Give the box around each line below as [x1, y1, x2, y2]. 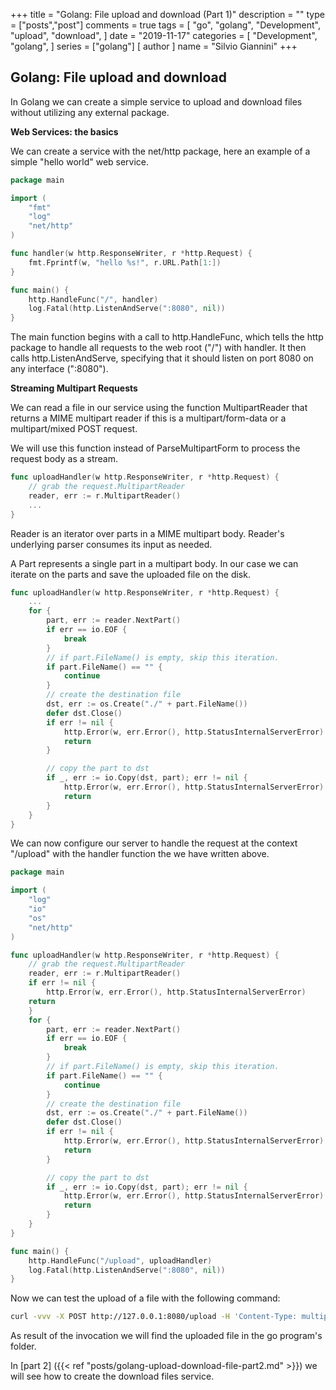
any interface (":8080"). [10, 363, 109, 375]
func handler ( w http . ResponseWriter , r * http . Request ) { [10, 249, 253, 259]
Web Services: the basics [10, 125, 119, 138]
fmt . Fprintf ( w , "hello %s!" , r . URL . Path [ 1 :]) [28, 257, 222, 268]
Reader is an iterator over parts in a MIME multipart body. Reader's [10, 527, 285, 539]
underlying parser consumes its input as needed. [10, 538, 213, 550]
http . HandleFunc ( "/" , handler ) [28, 294, 159, 304]
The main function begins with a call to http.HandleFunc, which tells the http [10, 331, 324, 343]
